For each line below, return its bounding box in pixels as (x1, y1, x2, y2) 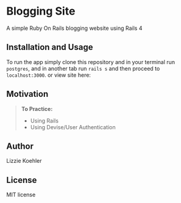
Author (6, 141, 34, 151)
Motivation (6, 89, 49, 99)
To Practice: (21, 105, 53, 112)
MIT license (6, 191, 36, 199)
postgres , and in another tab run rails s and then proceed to (6, 65, 160, 72)
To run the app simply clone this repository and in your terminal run (6, 58, 176, 65)
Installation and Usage (6, 42, 93, 52)
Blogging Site (6, 4, 76, 18)
